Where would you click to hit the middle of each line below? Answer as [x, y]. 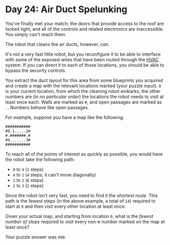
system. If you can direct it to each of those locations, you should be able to [85, 65]
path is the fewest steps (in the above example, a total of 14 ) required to [80, 201]
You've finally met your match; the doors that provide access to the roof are [85, 23]
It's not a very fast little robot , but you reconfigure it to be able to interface [83, 54]
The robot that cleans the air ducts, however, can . [58, 44]
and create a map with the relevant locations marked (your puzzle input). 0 [83, 86]
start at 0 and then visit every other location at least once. [66, 206]
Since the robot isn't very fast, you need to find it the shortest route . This [81, 195]
